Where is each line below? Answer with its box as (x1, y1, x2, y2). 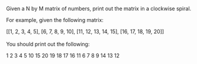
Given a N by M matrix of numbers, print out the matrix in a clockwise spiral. (6, 5, 192, 12)
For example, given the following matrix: (6, 17, 104, 23)
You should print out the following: (6, 41, 90, 47)
